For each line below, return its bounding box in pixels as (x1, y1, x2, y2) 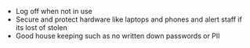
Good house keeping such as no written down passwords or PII (15, 31, 221, 40)
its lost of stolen (15, 23, 68, 32)
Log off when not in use (15, 7, 92, 15)
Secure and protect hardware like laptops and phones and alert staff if (15, 15, 243, 24)
